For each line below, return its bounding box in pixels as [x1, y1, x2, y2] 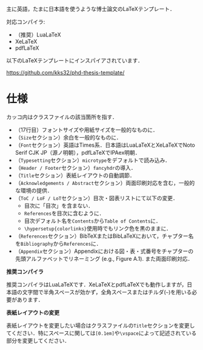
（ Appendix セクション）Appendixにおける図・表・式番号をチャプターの [15, 247, 194, 255]
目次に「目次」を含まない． [24, 202, 94, 209]
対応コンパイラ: [6, 18, 45, 25]
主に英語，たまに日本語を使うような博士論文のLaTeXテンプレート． [6, 5, 176, 12]
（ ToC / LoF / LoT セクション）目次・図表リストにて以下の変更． [15, 194, 179, 201]
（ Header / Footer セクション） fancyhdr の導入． [15, 164, 136, 171]
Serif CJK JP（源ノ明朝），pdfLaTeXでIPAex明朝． [15, 149, 141, 156]
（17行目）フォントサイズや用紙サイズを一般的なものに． [15, 126, 159, 133]
